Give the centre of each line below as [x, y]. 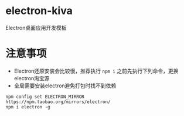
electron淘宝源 [32, 78]
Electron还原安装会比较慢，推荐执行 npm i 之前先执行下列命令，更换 [96, 71]
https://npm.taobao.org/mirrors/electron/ [58, 102]
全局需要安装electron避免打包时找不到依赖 [65, 86]
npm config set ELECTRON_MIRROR [45, 97]
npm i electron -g [28, 107]
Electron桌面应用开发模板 [36, 28]
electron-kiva [39, 11]
